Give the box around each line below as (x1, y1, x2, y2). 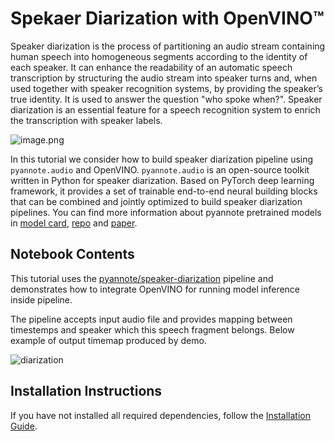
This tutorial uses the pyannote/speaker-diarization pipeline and (10, 272, 274, 284)
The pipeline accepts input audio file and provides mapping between (10, 313, 293, 325)
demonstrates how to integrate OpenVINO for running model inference (10, 283, 301, 295)
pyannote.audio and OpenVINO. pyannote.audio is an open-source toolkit (10, 163, 310, 176)
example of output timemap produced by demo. (10, 334, 207, 346)
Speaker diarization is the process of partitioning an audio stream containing (10, 40, 326, 52)
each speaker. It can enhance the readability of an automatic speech (10, 61, 293, 73)
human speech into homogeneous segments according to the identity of (10, 50, 308, 62)
